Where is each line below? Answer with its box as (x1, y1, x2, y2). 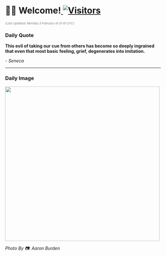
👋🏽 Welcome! (5, 5, 61, 16)
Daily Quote (5, 32, 34, 39)
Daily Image (5, 75, 35, 82)
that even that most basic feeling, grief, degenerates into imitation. (5, 48, 145, 54)
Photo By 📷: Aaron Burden (5, 245, 60, 251)
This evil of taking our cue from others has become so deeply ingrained (5, 43, 155, 49)
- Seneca (5, 58, 24, 64)
